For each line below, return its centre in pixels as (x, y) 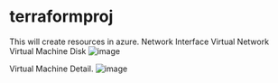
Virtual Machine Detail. (51, 69)
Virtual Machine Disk (48, 51)
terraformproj (61, 17)
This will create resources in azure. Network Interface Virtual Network (139, 41)
